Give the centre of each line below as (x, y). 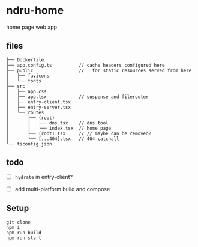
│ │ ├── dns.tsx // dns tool (58, 123)
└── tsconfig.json (29, 144)
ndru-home (35, 11)
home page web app (32, 27)
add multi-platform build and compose (62, 189)
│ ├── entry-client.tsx (38, 102)
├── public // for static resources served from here (99, 70)
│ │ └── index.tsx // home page (59, 128)
